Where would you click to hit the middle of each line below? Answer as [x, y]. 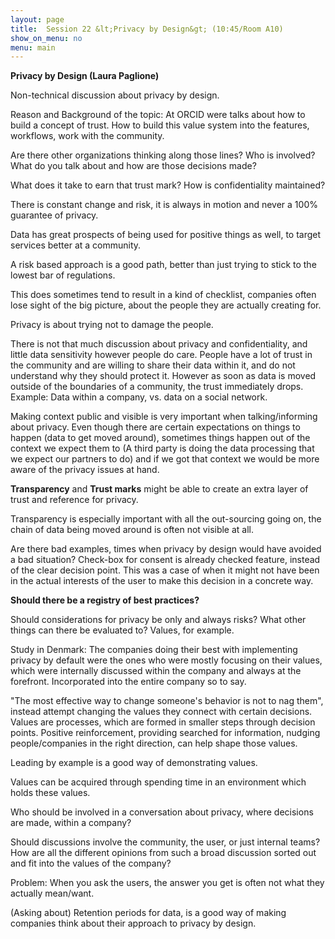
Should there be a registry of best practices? [105, 600]
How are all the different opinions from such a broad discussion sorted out [163, 853]
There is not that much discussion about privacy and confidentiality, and [159, 344]
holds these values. [50, 793]
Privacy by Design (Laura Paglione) [85, 76]
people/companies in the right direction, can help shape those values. [154, 743]
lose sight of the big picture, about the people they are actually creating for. [166, 305]
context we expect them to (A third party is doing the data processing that [162, 448]
